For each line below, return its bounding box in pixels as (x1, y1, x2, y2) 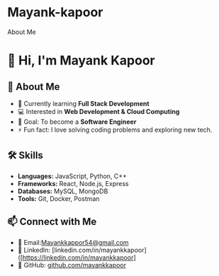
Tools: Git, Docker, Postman (17, 194, 100, 202)
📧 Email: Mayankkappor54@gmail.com (17, 238, 129, 246)
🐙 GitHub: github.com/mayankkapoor (17, 260, 126, 269)
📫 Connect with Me (7, 216, 97, 228)
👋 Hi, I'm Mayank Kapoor (7, 52, 155, 69)
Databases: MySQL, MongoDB (17, 187, 108, 195)
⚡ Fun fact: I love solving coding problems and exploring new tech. (17, 125, 213, 134)
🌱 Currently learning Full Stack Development (17, 99, 150, 108)
